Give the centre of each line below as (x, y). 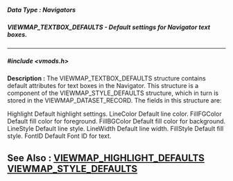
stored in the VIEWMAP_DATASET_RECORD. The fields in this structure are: (114, 101)
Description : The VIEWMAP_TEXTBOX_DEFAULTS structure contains (106, 78)
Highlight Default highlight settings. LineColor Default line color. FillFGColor (114, 114)
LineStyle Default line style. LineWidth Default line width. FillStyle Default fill (115, 129)
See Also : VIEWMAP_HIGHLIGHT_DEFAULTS (106, 158)
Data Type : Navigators (42, 10)
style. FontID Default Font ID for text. (59, 136)
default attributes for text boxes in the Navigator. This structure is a (103, 86)
